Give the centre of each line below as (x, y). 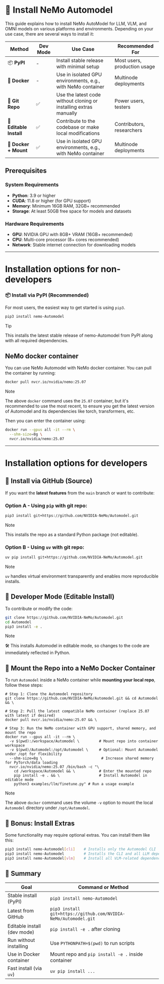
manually (67, 113)
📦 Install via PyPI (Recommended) (47, 295)
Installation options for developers (76, 463)
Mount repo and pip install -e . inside (96, 954)
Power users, (130, 101)
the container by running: (31, 373)
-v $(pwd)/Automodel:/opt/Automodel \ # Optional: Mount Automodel (84, 750)
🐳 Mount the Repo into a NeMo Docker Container (80, 668)
